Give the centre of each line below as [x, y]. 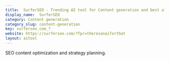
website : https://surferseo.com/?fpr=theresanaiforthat [65, 34]
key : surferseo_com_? [28, 29]
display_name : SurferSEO [32, 15]
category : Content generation [37, 19]
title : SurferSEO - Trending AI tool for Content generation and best [82, 10]
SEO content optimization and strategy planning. [56, 53]
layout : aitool [21, 39]
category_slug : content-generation [43, 24]
